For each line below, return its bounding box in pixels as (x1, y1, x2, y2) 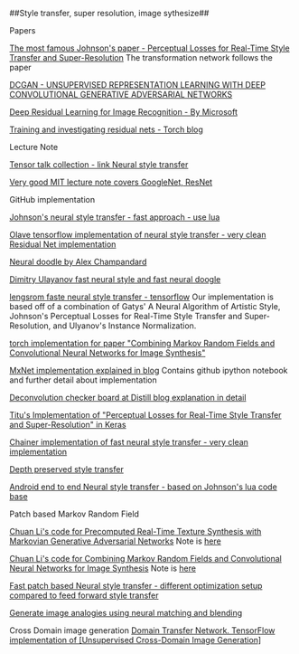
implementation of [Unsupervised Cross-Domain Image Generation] (9, 635, 262, 645)
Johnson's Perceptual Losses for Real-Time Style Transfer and (9, 311, 243, 321)
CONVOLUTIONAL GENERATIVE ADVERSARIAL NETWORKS (9, 90, 233, 100)
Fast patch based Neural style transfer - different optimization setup (9, 581, 263, 591)
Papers (9, 25, 36, 35)
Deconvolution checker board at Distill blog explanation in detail (9, 393, 247, 403)
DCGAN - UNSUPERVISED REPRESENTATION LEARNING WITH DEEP (9, 80, 266, 90)
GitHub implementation (9, 194, 96, 204)
